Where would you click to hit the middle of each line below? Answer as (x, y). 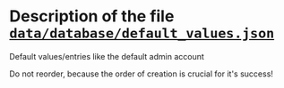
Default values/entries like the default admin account (107, 56)
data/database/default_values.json (142, 33)
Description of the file (92, 16)
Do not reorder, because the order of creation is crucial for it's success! (141, 74)
